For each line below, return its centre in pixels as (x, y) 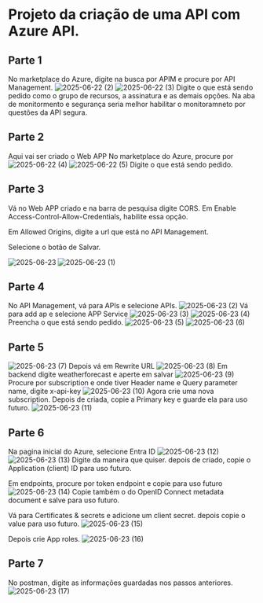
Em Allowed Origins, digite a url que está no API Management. (109, 232)
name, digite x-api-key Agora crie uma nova (111, 392)
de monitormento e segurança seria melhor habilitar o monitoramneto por (127, 104)
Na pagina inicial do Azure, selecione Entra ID (82, 452)
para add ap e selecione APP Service (68, 314)
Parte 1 (25, 60)
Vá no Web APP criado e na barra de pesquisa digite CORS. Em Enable (122, 208)
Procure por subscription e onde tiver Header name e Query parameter (123, 383)
